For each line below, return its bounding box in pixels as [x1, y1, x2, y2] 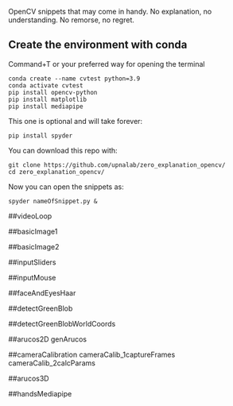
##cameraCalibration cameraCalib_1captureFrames [8, 350, 176, 359]
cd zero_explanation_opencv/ [8, 168, 105, 176]
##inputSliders [8, 257, 56, 267]
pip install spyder [8, 131, 73, 140]
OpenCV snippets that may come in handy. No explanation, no [8, 7, 212, 16]
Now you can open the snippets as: [8, 182, 125, 191]
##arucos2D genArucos [8, 334, 87, 344]
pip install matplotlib [8, 95, 87, 103]
